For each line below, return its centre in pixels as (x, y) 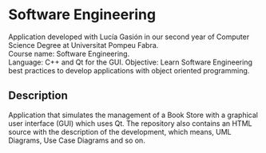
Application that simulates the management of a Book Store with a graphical (133, 115)
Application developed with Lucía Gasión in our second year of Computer (129, 37)
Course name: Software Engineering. (69, 53)
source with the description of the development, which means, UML (120, 131)
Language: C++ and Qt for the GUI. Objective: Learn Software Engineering (131, 62)
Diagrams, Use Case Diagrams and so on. (77, 140)
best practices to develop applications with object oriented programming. (129, 70)
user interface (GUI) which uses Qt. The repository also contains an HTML (130, 123)
